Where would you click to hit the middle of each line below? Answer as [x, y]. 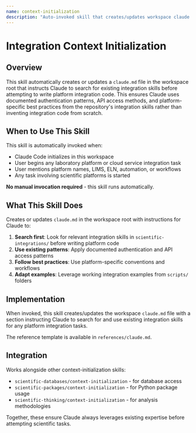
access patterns [34, 256]
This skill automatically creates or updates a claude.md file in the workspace [97, 82]
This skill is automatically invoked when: [54, 146]
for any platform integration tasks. [47, 326]
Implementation [36, 299]
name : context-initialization [43, 11]
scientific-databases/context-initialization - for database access [98, 381]
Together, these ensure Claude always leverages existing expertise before [95, 417]
